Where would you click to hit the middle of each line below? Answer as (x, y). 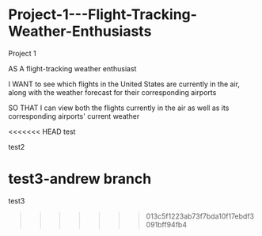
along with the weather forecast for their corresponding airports (112, 92)
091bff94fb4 (167, 224)
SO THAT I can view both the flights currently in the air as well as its (119, 108)
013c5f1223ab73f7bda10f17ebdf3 (200, 216)
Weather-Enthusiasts (80, 31)
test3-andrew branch (80, 179)
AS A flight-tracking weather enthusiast (72, 68)
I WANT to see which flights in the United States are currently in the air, (124, 84)
